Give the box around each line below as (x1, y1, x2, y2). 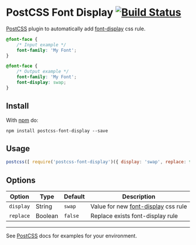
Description (122, 192, 156, 201)
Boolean (36, 212, 58, 220)
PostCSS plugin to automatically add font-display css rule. (6, 25, 146, 32)
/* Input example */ (16, 41, 66, 48)
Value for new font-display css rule (90, 202, 187, 211)
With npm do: (6, 117, 39, 124)
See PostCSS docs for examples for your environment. (6, 232, 137, 239)
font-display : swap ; (16, 79, 66, 86)
